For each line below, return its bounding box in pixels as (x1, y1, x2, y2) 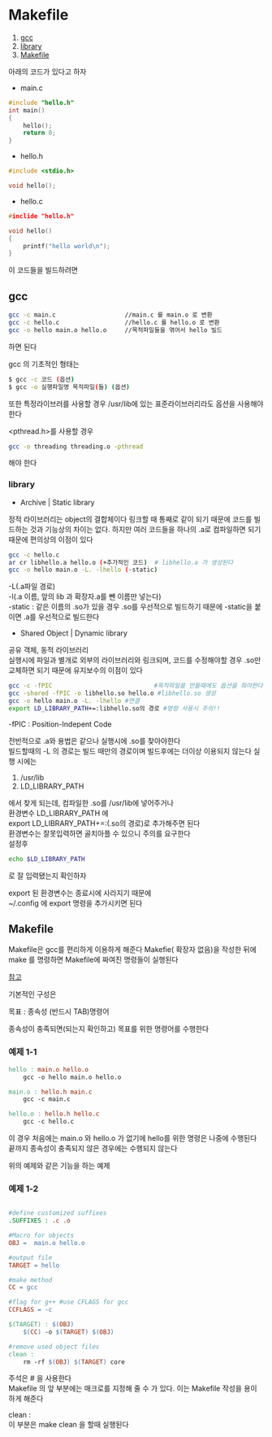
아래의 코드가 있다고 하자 (8, 67, 87, 76)
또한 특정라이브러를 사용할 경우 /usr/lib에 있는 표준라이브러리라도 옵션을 (8, 399, 235, 408)
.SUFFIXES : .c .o (8, 1216, 71, 1225)
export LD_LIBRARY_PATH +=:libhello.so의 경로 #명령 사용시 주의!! (8, 704, 221, 713)
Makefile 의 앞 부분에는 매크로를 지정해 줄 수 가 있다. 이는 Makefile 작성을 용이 (8, 1383, 257, 1393)
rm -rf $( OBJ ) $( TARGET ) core (23, 1357, 126, 1366)
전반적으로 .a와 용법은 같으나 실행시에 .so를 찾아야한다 (8, 736, 181, 745)
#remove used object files (8, 1343, 100, 1351)
